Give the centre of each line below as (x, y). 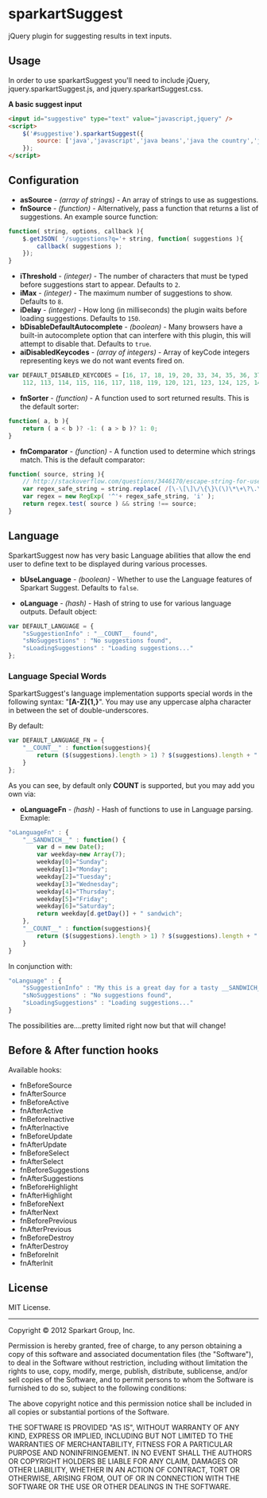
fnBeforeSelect (44, 1153)
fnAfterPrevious (45, 1229)
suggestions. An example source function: (89, 217)
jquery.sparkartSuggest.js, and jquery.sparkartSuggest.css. (106, 88)
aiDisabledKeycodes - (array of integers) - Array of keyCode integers (135, 352)
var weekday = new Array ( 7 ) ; (81, 855)
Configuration (44, 180)
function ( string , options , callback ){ (76, 231)
